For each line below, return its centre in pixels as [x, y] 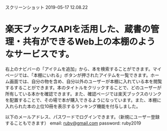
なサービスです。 [40, 54]
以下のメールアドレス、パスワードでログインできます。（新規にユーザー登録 [83, 117]
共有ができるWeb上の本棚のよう [89, 42]
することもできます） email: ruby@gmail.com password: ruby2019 [73, 123]
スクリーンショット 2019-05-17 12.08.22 [47, 7]
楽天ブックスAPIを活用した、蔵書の [78, 29]
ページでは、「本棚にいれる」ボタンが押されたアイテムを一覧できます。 [78, 75]
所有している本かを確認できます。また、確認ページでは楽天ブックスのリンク [83, 94]
